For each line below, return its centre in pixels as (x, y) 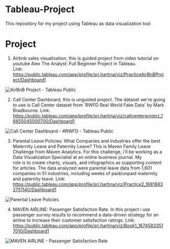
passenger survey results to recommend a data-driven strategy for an (86, 214)
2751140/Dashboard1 (35, 189)
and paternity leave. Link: (39, 179)
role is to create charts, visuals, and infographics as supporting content (87, 162)
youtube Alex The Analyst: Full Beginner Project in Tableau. (74, 63)
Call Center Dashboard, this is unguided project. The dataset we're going (89, 99)
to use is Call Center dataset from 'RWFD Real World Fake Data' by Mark (88, 105)
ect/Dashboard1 (29, 79)
